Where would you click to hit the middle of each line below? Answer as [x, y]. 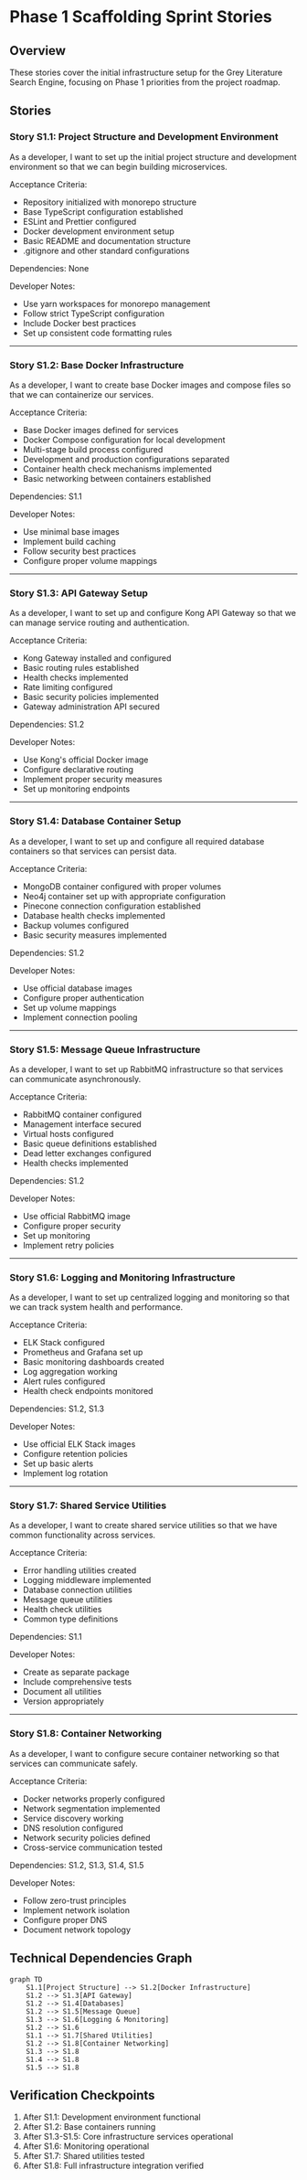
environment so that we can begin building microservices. [119, 166]
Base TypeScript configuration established [103, 211]
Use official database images [77, 988]
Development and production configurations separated [126, 459]
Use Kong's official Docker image [85, 760]
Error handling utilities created [79, 1570]
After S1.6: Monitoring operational [86, 2146]
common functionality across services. [83, 1535]
